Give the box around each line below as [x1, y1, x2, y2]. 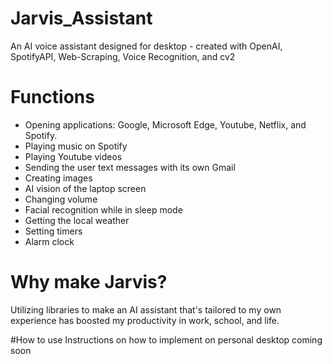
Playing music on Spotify [24, 140, 128, 152]
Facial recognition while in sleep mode [24, 203, 183, 216]
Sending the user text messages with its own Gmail [24, 161, 236, 173]
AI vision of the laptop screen [24, 182, 147, 194]
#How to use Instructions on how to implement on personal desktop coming [10, 333, 323, 346]
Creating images [24, 172, 93, 184]
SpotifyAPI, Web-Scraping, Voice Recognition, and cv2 [10, 50, 236, 62]
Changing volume [24, 193, 98, 205]
